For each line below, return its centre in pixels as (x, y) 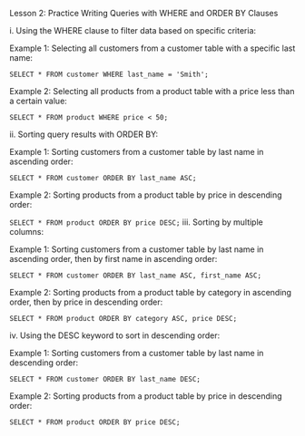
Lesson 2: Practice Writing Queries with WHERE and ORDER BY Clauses (144, 13)
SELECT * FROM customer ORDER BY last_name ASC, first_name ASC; (135, 276)
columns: (27, 232)
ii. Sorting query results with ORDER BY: (84, 134)
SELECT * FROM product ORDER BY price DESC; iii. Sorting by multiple (136, 222)
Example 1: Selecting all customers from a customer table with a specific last (152, 48)
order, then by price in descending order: (86, 302)
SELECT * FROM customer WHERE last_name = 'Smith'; (109, 74)
